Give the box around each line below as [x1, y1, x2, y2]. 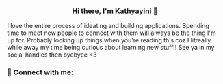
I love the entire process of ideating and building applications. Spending [7, 22, 210, 30]
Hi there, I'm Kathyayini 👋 [72, 6, 158, 16]
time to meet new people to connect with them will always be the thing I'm [7, 29, 217, 37]
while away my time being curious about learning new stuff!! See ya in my [7, 44, 215, 52]
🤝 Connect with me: [7, 68, 74, 77]
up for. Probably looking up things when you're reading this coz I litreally [7, 36, 211, 44]
